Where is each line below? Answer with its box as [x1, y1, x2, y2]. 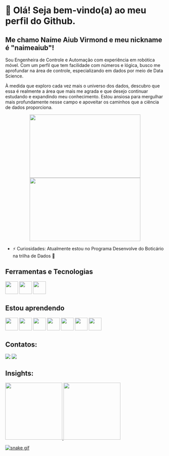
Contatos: [5, 340, 37, 349]
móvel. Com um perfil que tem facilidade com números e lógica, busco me [5, 62, 160, 68]
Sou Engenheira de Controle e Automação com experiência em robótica [5, 57, 155, 63]
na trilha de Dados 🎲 [12, 253, 55, 259]
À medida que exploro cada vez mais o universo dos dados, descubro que [5, 83, 160, 89]
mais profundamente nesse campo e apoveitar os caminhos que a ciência [5, 99, 159, 105]
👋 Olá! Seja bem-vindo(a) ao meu [5, 5, 147, 16]
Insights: [5, 369, 34, 377]
